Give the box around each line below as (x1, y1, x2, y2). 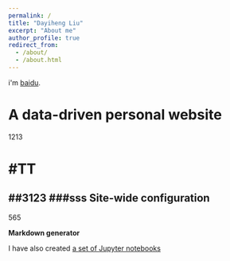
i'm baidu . (8, 77, 41, 88)
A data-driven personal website (8, 106, 223, 124)
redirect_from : (8, 41, 59, 49)
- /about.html (15, 56, 62, 64)
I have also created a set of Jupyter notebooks (8, 243, 162, 253)
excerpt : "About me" (8, 26, 77, 34)
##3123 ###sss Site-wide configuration (8, 192, 210, 205)
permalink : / (8, 11, 52, 20)
